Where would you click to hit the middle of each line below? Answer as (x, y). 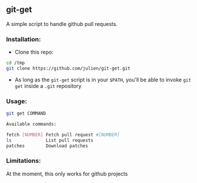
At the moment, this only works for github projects (67, 174)
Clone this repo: (34, 52)
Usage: (17, 101)
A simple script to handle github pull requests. (62, 24)
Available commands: (32, 124)
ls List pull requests (50, 140)
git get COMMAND (26, 114)
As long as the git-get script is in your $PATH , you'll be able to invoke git (103, 80)
